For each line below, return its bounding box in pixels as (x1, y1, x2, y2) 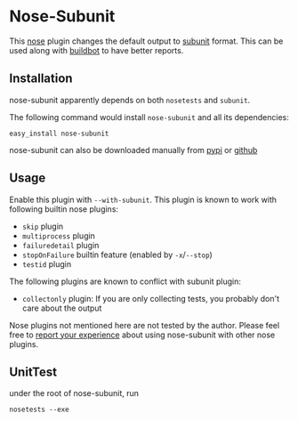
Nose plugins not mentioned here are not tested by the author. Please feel (9, 320, 280, 330)
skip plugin (21, 221, 64, 231)
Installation (9, 71, 73, 86)
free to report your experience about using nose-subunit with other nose (9, 329, 276, 340)
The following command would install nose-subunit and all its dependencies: (9, 111, 289, 122)
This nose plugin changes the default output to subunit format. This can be (9, 36, 284, 46)
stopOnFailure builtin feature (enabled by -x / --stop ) (21, 249, 213, 260)
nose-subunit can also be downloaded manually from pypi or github (9, 144, 258, 155)
